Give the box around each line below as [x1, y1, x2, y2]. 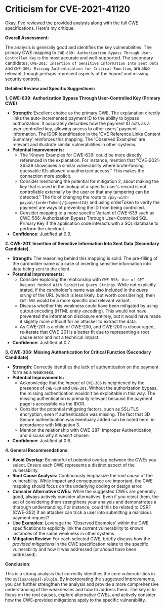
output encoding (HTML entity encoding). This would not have [19, 308, 147, 314]
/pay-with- [107, 195, 130, 200]
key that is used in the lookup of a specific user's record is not [19, 183, 147, 189]
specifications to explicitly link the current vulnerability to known [12, 525, 144, 531]
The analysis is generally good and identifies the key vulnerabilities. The [5, 44, 152, 50]
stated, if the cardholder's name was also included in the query [19, 287, 148, 293]
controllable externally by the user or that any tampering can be [19, 189, 150, 195]
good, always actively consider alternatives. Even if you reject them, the [12, 494, 159, 500]
